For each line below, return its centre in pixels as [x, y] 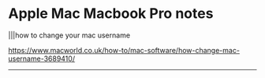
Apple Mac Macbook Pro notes [111, 14]
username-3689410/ [42, 58]
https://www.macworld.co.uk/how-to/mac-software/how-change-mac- [124, 50]
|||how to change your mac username [69, 35]
